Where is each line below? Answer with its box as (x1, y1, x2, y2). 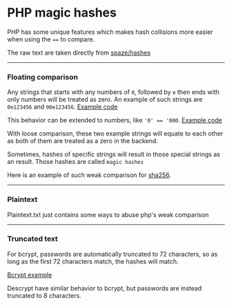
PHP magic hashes (7, 5, 117, 21)
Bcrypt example (7, 270, 52, 279)
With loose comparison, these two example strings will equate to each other (7, 129, 223, 138)
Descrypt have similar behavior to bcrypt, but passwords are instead (7, 284, 202, 292)
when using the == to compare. (7, 35, 95, 43)
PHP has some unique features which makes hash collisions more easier (7, 28, 213, 36)
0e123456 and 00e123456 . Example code (7, 102, 118, 111)
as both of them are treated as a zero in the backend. (7, 137, 159, 145)
